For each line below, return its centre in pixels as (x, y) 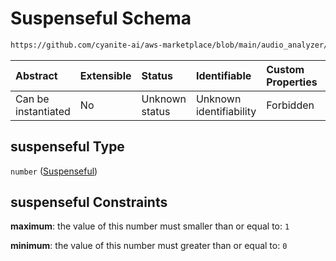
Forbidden (290, 105)
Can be (32, 99)
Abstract (36, 75)
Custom (285, 69)
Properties (292, 82)
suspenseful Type (67, 147)
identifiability (226, 111)
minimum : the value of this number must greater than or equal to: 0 (149, 246)
